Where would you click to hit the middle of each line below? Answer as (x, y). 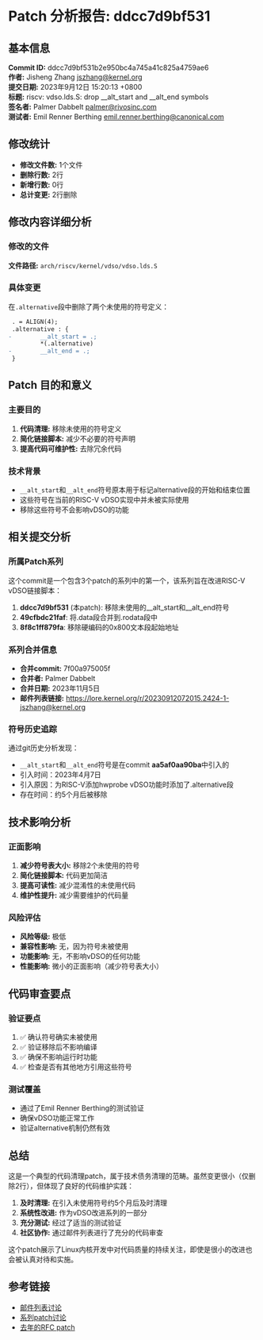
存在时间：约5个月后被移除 (64, 795)
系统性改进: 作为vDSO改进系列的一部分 (84, 1213)
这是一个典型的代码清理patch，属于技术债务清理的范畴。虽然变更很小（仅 (129, 1176)
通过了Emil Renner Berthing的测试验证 (82, 1108)
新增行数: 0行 (42, 184)
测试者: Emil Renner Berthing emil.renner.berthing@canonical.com (116, 117)
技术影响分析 (40, 822)
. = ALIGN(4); (35, 322)
